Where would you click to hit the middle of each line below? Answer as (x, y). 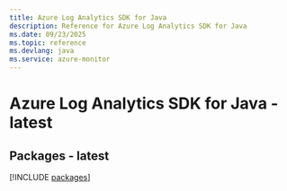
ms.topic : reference (48, 43)
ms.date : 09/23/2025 (48, 34)
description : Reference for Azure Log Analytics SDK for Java (128, 26)
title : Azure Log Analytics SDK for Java (88, 17)
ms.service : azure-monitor (60, 59)
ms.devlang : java (42, 51)
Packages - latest (59, 156)
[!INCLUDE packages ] (50, 177)
